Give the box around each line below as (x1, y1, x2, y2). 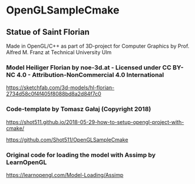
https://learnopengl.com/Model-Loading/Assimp (6, 171, 124, 178)
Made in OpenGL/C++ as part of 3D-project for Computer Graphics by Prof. (6, 42, 190, 49)
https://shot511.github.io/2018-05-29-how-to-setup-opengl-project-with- (6, 118, 184, 125)
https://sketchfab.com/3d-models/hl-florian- (6, 84, 115, 91)
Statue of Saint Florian (6, 27, 90, 37)
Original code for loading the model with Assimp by (6, 150, 156, 159)
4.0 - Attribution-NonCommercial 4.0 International (16, 71, 164, 79)
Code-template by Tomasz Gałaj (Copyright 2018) (6, 105, 151, 113)
